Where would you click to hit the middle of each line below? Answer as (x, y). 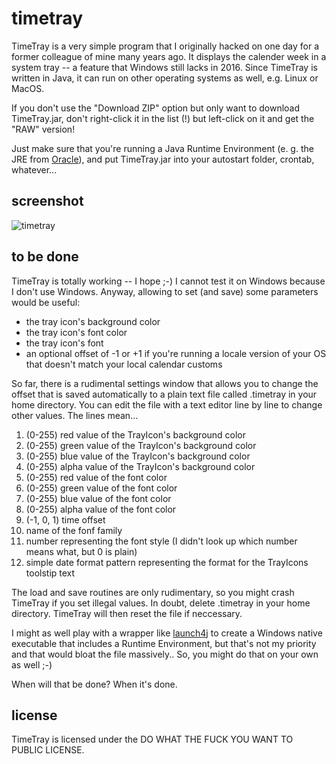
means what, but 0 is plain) (81, 551)
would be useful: (46, 302)
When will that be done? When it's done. (94, 684)
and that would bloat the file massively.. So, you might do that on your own (165, 654)
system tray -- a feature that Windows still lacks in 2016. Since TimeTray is (164, 67)
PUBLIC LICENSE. (48, 750)
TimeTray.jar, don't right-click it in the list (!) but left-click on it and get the (163, 118)
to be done (45, 257)
